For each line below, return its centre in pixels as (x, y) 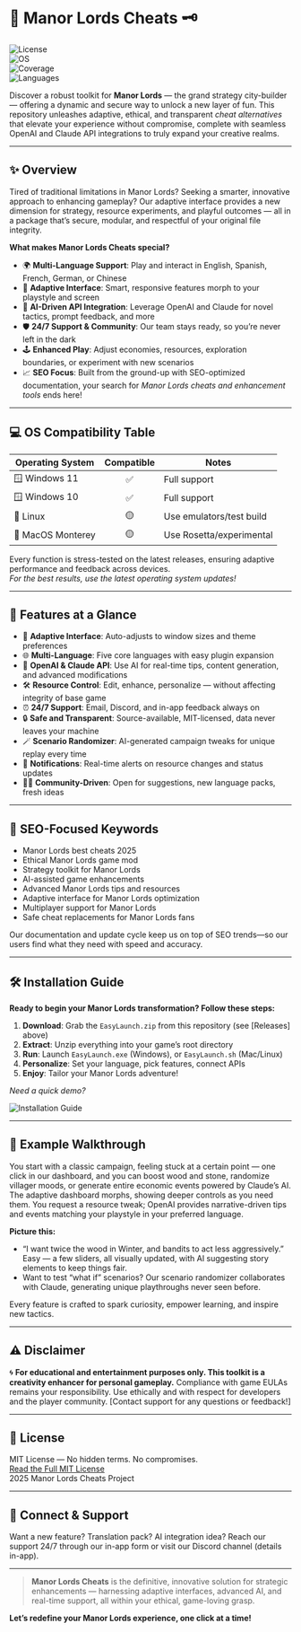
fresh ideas (43, 793)
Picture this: (33, 1231)
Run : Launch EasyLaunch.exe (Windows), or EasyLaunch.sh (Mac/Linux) (153, 1054)
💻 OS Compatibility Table (82, 433)
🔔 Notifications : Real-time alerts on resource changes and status (143, 764)
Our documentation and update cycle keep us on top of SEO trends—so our (149, 934)
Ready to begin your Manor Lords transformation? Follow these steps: (142, 1008)
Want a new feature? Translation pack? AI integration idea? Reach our (138, 1537)
